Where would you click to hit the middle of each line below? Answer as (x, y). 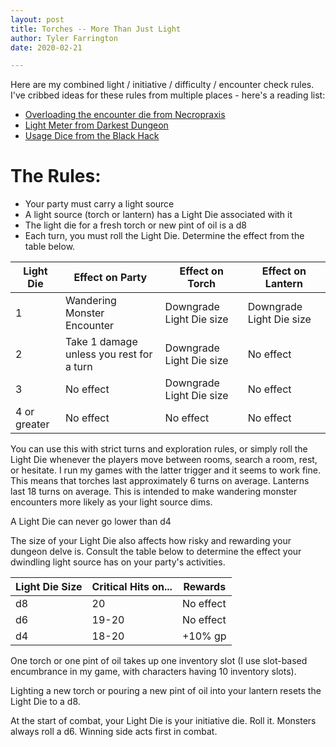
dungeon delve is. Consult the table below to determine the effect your (156, 552)
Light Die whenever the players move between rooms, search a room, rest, (164, 460)
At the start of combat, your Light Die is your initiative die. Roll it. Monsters (163, 721)
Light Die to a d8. (45, 702)
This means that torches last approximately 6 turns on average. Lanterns (160, 481)
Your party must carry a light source (99, 204)
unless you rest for (108, 354)
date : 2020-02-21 (46, 47)
